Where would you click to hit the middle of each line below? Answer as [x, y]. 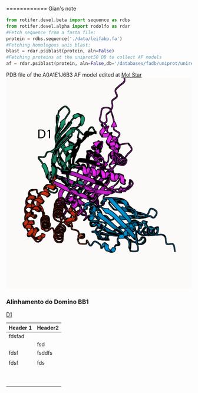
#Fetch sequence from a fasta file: [51, 32]
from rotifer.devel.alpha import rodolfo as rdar [68, 26]
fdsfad [16, 336]
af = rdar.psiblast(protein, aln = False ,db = [60, 64]
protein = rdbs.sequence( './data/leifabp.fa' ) [64, 39]
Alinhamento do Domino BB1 [47, 302]
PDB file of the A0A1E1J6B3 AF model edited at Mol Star [74, 75]
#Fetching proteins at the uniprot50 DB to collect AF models [84, 57]
